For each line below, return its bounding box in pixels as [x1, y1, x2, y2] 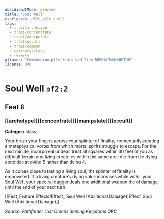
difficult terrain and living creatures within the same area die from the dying [5, 154, 157, 160]
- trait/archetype [9, 26, 47, 30]
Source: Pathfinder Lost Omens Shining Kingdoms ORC [5, 208, 117, 214]
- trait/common [9, 44, 41, 49]
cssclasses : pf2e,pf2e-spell [5, 16, 65, 21]
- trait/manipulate [9, 35, 49, 40]
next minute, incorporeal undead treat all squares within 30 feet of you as [5, 148, 153, 154]
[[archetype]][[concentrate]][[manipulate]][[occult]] [5, 117, 133, 124]
